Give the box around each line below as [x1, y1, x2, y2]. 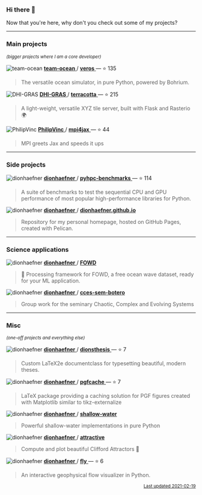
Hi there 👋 [6, 5, 36, 14]
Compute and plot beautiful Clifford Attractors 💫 [20, 445, 140, 453]
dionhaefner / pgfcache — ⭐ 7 [43, 378, 121, 386]
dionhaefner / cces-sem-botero [43, 289, 125, 296]
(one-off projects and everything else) [6, 335, 85, 341]
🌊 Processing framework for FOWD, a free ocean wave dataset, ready [20, 271, 194, 278]
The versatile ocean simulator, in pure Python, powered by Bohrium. [20, 78, 189, 86]
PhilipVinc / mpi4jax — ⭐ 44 [38, 126, 110, 133]
